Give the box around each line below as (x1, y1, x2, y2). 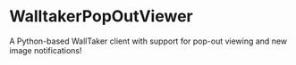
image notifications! (9, 45, 82, 55)
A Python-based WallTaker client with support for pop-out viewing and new (9, 36, 288, 46)
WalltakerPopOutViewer (9, 6, 194, 27)
